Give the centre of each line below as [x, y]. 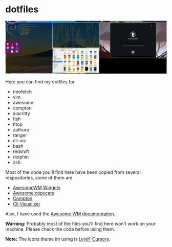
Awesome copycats [34, 193]
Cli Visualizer [27, 204]
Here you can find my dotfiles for [40, 82]
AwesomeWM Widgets [37, 188]
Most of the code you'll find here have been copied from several [73, 172]
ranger [20, 135]
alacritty [21, 114]
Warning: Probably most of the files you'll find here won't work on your [81, 224]
